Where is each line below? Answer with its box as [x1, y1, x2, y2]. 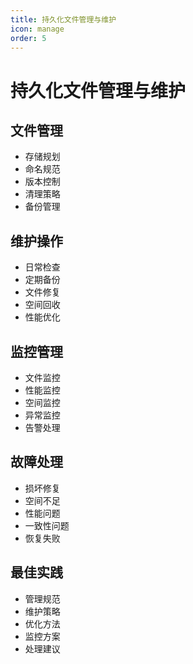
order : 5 [10, 33, 47, 43]
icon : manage [10, 24, 65, 34]
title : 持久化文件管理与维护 [10, 14, 117, 25]
